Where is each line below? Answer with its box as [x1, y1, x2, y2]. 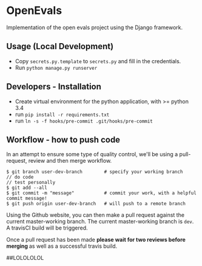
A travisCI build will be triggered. [6, 224, 88, 231]
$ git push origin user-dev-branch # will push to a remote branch [6, 201, 186, 207]
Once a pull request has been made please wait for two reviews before [6, 236, 186, 244]
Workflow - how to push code [6, 134, 120, 145]
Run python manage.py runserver [15, 64, 98, 71]
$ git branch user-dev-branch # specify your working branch [6, 169, 183, 175]
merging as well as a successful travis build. [6, 242, 117, 250]
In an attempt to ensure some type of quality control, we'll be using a [6, 151, 178, 158]
